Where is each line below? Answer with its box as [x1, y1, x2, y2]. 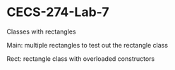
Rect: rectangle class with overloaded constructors [6, 54, 155, 63]
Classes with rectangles [6, 27, 76, 36]
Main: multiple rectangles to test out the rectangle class [6, 41, 169, 49]
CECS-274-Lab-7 [6, 4, 109, 20]
